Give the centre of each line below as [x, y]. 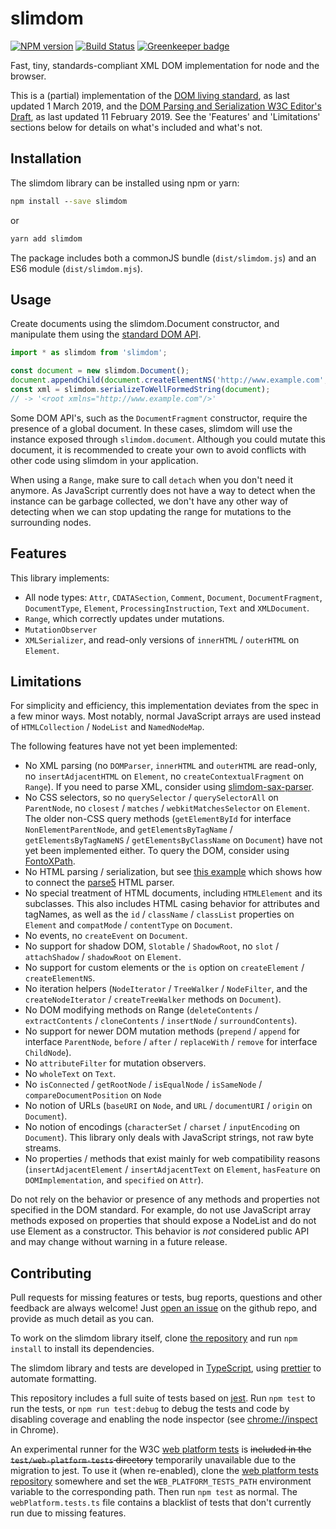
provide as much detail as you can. [82, 1319]
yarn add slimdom [46, 238]
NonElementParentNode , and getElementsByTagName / [128, 829]
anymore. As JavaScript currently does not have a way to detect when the [163, 490]
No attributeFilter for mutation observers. [115, 1063]
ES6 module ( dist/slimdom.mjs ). [76, 268]
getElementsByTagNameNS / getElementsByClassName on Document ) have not [173, 840]
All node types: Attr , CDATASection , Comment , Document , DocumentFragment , [173, 597]
